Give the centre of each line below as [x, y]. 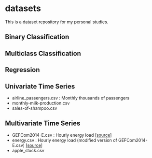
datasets [23, 8]
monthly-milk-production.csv [41, 103]
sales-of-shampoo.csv [35, 108]
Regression [22, 70]
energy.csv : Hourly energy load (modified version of [64, 140]
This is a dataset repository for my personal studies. [57, 22]
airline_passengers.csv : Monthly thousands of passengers [71, 98]
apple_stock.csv [28, 150]
